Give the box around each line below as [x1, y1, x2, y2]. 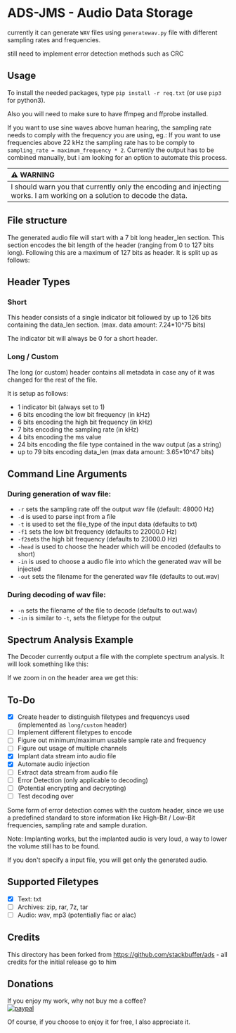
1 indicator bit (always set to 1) [17, 403, 105, 411]
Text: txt [17, 894, 42, 903]
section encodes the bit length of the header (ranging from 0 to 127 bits [7, 241, 214, 249]
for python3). [7, 96, 46, 104]
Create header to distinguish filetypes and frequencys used [17, 713, 190, 721]
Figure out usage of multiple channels [17, 744, 128, 753]
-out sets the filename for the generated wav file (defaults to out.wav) [17, 572, 220, 581]
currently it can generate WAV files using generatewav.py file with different [7, 28, 218, 37]
